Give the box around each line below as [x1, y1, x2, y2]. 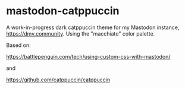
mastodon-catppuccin [6, 4, 120, 18]
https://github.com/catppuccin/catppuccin [6, 76, 111, 83]
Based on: [6, 42, 31, 49]
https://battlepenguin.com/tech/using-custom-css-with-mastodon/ [6, 53, 171, 60]
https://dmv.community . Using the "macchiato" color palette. [6, 30, 155, 37]
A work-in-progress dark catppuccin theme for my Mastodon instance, [6, 24, 180, 31]
